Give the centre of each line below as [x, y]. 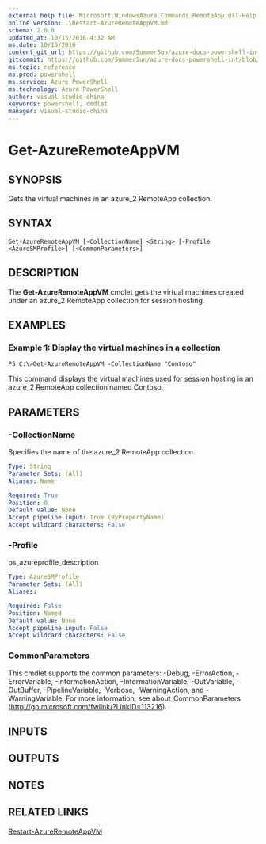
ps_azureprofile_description [53, 562]
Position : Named [35, 613]
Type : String [30, 466]
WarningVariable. [36, 698]
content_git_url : [37, 52]
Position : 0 [28, 503]
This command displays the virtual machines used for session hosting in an [131, 379]
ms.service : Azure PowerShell [58, 82]
